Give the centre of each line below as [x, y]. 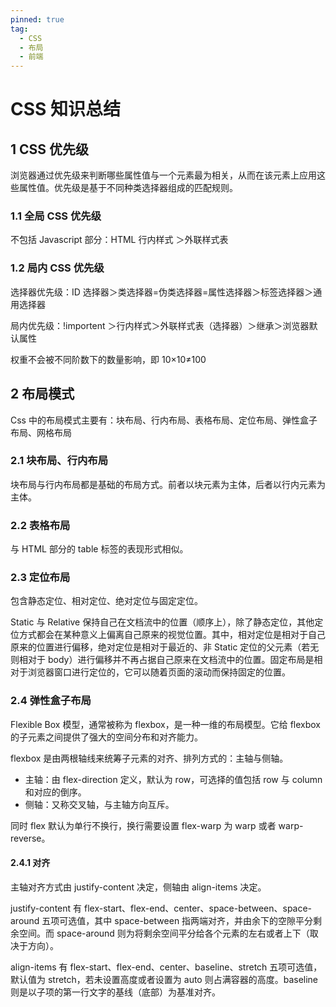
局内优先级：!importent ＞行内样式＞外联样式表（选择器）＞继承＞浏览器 [160, 325]
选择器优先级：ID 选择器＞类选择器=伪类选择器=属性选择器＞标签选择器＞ [162, 292]
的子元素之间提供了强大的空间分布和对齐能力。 [106, 737]
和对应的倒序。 [55, 792]
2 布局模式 [42, 394]
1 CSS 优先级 [50, 149]
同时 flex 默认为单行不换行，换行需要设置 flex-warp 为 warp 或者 [143, 825]
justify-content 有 [46, 908]
